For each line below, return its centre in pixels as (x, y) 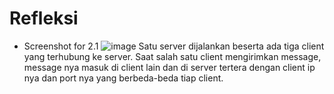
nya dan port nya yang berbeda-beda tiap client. (123, 78)
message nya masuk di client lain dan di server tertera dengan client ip (169, 67)
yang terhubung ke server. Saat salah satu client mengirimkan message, (172, 56)
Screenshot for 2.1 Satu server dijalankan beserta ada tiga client (174, 46)
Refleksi (44, 18)
